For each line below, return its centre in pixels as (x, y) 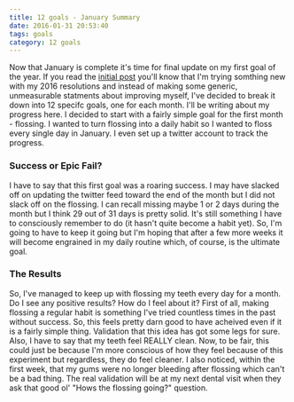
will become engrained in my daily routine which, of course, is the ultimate (145, 241)
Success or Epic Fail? (56, 166)
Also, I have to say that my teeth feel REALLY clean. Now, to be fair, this (139, 340)
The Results (35, 274)
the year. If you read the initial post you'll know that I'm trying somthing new (147, 77)
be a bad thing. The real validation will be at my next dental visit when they (145, 378)
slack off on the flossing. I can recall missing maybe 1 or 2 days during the (144, 204)
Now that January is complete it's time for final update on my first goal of (143, 67)
